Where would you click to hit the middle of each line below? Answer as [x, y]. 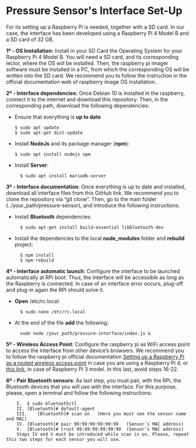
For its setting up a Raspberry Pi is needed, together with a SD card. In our [95, 27]
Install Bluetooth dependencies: [53, 216]
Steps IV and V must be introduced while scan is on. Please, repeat [103, 434]
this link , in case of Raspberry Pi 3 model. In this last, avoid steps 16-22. [92, 369]
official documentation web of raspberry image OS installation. [81, 82]
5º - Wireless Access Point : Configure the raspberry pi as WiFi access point [98, 344]
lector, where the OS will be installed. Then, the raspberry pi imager [87, 63]
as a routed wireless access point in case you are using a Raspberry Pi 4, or [97, 363]
